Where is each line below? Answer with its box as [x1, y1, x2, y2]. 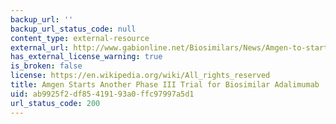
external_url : [10, 42, 70, 53]
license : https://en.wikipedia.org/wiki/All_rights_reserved [10, 71, 271, 81]
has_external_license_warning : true [10, 52, 163, 62]
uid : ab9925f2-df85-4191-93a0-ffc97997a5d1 [10, 89, 195, 99]
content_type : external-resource [10, 33, 150, 43]
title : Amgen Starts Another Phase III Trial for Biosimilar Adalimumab [10, 80, 320, 90]
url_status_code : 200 [10, 98, 101, 108]
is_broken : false [10, 61, 83, 71]
